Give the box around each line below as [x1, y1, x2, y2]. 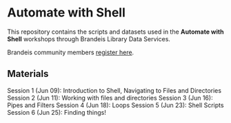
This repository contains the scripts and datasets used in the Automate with [7, 27, 224, 36]
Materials [7, 68, 49, 80]
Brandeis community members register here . [7, 48, 134, 56]
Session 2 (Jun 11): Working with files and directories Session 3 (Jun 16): [7, 93, 213, 102]
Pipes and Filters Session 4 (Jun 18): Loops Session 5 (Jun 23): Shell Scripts [7, 101, 224, 109]
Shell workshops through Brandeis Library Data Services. [7, 34, 171, 43]
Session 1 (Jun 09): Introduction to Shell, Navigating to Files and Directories [7, 86, 222, 94]
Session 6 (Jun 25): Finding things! [7, 108, 107, 116]
